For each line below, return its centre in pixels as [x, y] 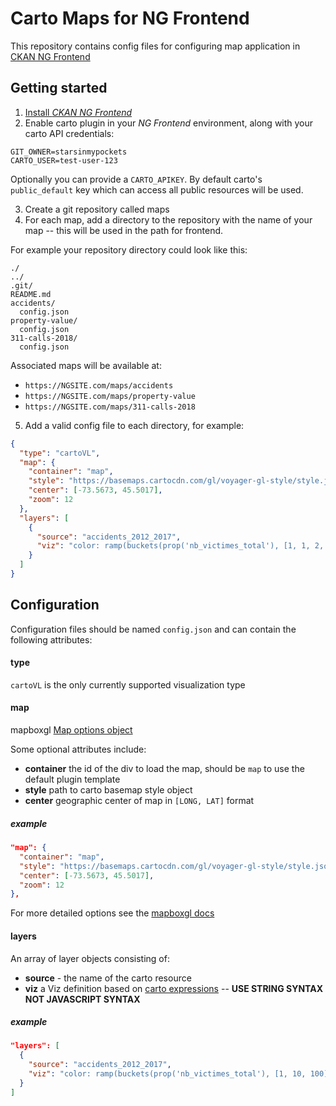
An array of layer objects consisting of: [90, 958]
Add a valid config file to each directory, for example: [134, 425]
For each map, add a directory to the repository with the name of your [168, 219]
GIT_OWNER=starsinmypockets [69, 152]
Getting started [59, 88]
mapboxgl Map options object [71, 730]
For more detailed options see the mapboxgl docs [112, 913]
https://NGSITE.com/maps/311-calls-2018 [110, 407]
